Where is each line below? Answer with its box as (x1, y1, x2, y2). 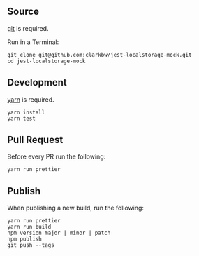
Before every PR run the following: (7, 152, 106, 161)
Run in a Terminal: (7, 38, 59, 46)
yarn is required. (7, 95, 54, 104)
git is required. (7, 24, 49, 32)
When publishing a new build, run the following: (7, 203, 145, 213)
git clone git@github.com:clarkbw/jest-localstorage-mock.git (7, 51, 192, 58)
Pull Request (7, 134, 64, 146)
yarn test (7, 115, 36, 122)
